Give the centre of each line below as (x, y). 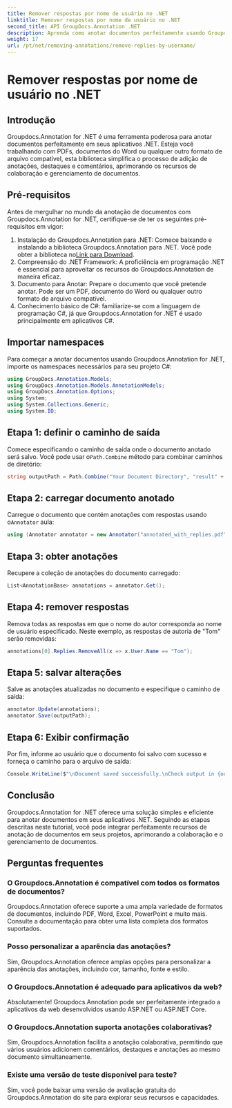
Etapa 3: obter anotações (63, 556)
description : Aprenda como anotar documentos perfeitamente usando (106, 33)
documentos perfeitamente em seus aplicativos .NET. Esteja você (100, 144)
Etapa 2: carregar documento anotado (91, 498)
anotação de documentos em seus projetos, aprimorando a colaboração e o (115, 834)
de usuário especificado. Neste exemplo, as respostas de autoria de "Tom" (114, 631)
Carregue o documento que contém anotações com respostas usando (107, 515)
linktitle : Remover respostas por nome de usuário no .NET (94, 20)
